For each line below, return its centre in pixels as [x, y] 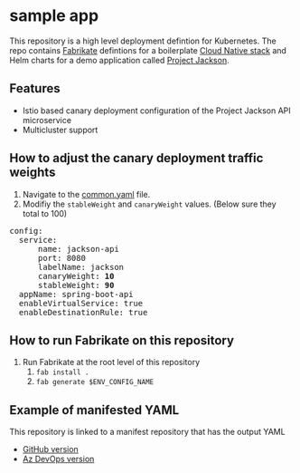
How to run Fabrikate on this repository [122, 340]
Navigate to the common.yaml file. [86, 194]
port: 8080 [61, 258]
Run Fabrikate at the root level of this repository [111, 362]
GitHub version [50, 449]
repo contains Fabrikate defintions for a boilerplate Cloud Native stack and [148, 50]
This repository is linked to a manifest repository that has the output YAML [148, 432]
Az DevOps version [58, 459]
